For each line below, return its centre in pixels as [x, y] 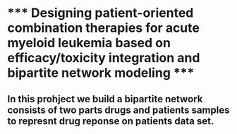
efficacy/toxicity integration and [104, 58]
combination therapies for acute [103, 28]
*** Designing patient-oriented [101, 13]
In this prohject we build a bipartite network [105, 99]
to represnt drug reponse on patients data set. [111, 121]
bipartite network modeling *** [101, 73]
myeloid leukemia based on [89, 43]
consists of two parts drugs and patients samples [119, 110]
